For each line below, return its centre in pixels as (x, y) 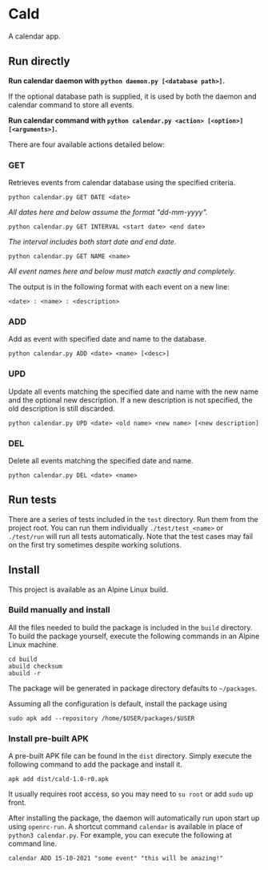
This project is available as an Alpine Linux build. (88, 589)
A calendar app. (35, 36)
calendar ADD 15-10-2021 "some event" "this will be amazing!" (116, 859)
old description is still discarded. (62, 408)
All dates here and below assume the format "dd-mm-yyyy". (108, 212)
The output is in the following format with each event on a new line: (119, 287)
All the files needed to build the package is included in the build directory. (130, 627)
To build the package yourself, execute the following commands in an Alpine (134, 636)
